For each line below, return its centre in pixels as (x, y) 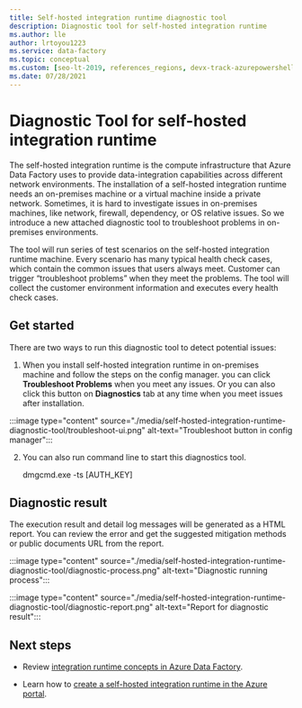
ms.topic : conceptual (50, 59)
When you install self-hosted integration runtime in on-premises (140, 365)
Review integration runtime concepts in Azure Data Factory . (133, 667)
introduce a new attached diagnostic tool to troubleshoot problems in (137, 222)
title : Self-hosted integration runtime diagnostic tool (118, 18)
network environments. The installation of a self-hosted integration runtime (148, 184)
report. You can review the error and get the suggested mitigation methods (148, 534)
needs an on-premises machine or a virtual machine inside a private (135, 194)
